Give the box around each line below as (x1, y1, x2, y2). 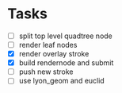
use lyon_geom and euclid (18, 76, 105, 86)
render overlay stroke (18, 49, 90, 59)
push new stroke (18, 67, 74, 76)
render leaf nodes (18, 41, 78, 49)
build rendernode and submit (18, 58, 114, 68)
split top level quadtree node (18, 31, 112, 41)
